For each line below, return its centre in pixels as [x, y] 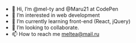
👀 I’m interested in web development [56, 15]
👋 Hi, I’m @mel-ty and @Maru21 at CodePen [65, 9]
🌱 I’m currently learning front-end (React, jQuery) [71, 21]
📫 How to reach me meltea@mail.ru [55, 34]
